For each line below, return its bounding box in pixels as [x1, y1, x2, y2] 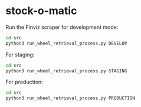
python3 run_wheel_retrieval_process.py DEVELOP [5, 40, 127, 46]
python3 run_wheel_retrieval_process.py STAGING [5, 68, 127, 74]
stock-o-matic [5, 4, 77, 18]
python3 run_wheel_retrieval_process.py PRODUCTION [5, 95, 135, 101]
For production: [5, 78, 43, 86]
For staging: [5, 51, 35, 58]
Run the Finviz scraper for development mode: [5, 24, 119, 31]
